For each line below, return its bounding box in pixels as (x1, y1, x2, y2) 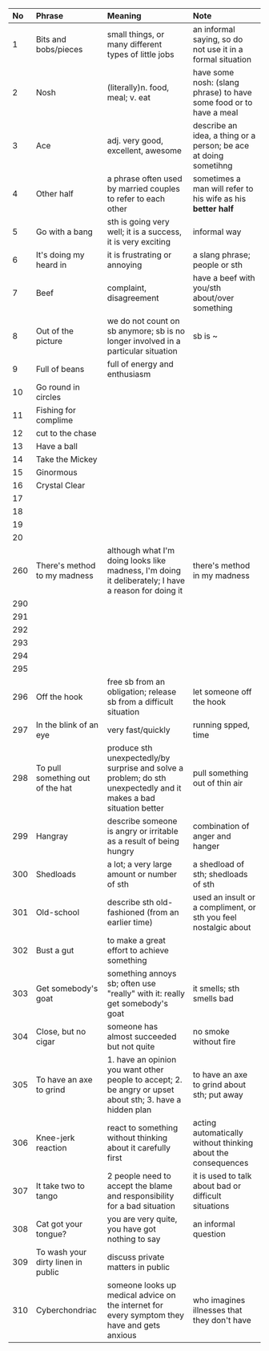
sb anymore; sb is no (106, 326, 186, 336)
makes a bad (106, 793, 155, 803)
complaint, (106, 282, 147, 293)
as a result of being (106, 835, 180, 847)
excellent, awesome (106, 145, 183, 156)
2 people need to (106, 1171, 172, 1181)
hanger (192, 841, 220, 851)
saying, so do (192, 34, 243, 45)
